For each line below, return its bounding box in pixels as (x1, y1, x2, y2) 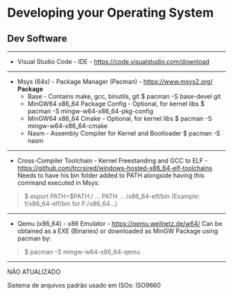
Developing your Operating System (7, 5, 214, 21)
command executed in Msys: (17, 179, 101, 187)
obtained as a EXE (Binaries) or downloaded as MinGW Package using (17, 227, 218, 235)
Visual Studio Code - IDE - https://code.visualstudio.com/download (17, 58, 210, 65)
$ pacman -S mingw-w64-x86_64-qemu (24, 248, 141, 256)
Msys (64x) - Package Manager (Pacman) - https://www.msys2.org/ (17, 78, 213, 85)
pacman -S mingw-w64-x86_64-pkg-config (27, 107, 154, 115)
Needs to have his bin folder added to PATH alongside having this (17, 172, 205, 179)
